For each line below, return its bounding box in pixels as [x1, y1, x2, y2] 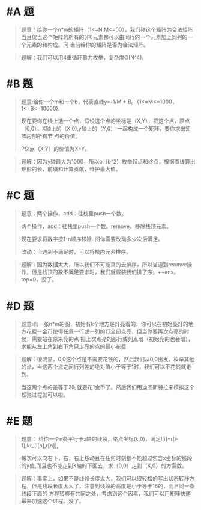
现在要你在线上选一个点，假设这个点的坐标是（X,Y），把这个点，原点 [20, 117, 190, 124]
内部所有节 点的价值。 [26, 132, 81, 140]
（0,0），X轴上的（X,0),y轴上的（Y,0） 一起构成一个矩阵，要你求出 [20, 124, 186, 132]
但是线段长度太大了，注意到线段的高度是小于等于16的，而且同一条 [31, 482, 195, 490]
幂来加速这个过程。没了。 [20, 497, 85, 505]
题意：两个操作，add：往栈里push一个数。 [20, 209, 127, 217]
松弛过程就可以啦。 [20, 391, 69, 398]
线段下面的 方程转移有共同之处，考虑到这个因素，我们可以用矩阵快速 [20, 490, 191, 497]
